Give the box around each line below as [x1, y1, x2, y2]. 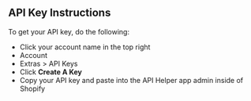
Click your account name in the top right [19, 42, 151, 52]
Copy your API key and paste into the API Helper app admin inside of [19, 75, 244, 85]
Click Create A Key [19, 67, 83, 77]
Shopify [19, 84, 46, 93]
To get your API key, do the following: [8, 27, 130, 36]
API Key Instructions [8, 6, 111, 20]
